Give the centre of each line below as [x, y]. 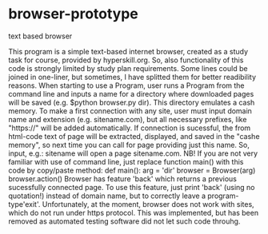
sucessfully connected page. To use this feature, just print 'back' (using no [132, 187]
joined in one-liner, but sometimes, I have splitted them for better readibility [132, 77]
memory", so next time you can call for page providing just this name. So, [129, 145]
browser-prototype [73, 14]
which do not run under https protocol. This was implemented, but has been [133, 212]
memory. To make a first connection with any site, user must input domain [130, 111]
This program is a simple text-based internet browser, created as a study [128, 51]
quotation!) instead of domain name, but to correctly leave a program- [124, 196]
